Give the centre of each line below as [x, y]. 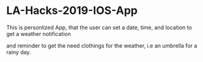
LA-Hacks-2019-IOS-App [72, 11]
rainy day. [19, 52]
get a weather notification [39, 33]
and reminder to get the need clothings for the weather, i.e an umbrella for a [102, 46]
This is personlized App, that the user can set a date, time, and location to [99, 27]
